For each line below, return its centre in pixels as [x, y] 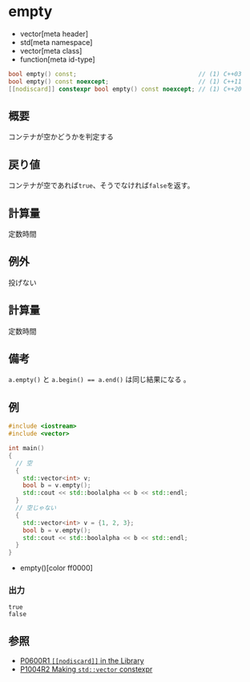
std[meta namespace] [56, 42]
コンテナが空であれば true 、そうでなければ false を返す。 [101, 185]
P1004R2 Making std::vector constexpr [86, 669]
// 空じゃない [36, 508]
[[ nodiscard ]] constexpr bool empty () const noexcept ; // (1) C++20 [125, 89]
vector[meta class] [51, 51]
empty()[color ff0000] [56, 568]
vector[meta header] [54, 34]
